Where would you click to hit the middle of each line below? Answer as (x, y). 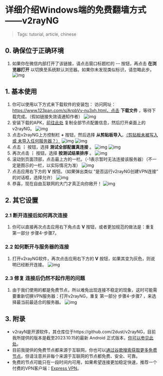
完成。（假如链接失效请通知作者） (49, 116)
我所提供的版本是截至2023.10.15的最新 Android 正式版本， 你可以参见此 (83, 337)
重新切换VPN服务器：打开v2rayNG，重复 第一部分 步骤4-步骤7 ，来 (84, 296)
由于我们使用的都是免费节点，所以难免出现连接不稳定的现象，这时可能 (82, 290)
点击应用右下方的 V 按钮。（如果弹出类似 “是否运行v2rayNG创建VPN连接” (85, 171)
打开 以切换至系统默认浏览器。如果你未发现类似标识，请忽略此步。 (87, 69)
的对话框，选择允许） (33, 177)
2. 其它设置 (22, 200)
